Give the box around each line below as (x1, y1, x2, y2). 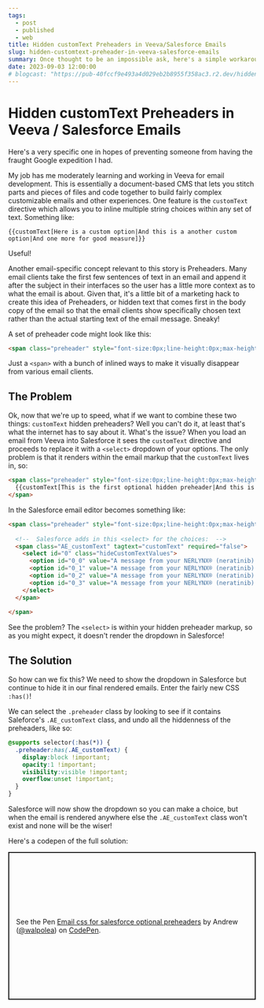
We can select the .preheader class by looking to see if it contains (8, 707, 222, 716)
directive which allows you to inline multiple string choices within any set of (8, 204, 252, 214)
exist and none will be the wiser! (8, 821, 112, 831)
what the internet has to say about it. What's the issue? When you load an (8, 427, 247, 437)
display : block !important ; (22, 753, 111, 761)
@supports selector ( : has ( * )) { (8, 738, 111, 747)
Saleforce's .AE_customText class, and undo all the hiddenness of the (8, 715, 231, 725)
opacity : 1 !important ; (22, 761, 97, 768)
